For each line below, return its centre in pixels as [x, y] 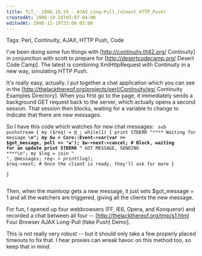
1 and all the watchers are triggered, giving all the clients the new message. [100, 197]
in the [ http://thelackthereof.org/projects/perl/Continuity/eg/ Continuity [94, 89]
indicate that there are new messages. [54, 115]
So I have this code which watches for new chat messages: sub [86, 127]
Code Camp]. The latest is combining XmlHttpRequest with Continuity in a [98, 65]
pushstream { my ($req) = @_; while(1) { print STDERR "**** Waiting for [101, 133]
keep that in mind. [29, 247]
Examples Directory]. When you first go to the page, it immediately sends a [100, 96]
